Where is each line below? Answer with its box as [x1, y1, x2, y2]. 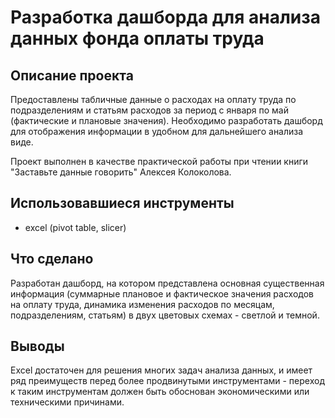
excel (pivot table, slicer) [24, 221, 127, 233]
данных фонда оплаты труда [10, 27, 265, 50]
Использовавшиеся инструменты [10, 195, 235, 212]
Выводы [10, 338, 65, 355]
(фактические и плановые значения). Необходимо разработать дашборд [10, 115, 323, 126]
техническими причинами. [10, 396, 125, 408]
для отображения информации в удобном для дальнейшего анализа [10, 126, 304, 137]
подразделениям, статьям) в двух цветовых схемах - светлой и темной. [10, 309, 320, 321]
